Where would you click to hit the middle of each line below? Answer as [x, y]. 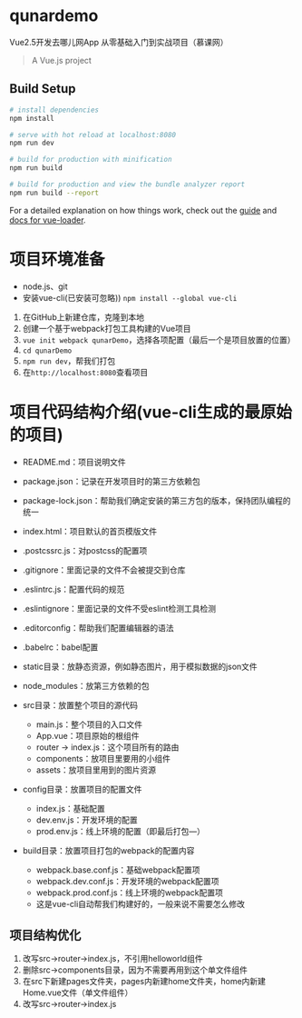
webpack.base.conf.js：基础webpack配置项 [118, 870]
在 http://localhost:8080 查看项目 [85, 372]
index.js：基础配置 [71, 808]
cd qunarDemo [47, 351]
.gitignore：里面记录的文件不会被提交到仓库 [104, 570]
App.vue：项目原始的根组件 [88, 735]
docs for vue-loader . [48, 220]
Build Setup [43, 89]
